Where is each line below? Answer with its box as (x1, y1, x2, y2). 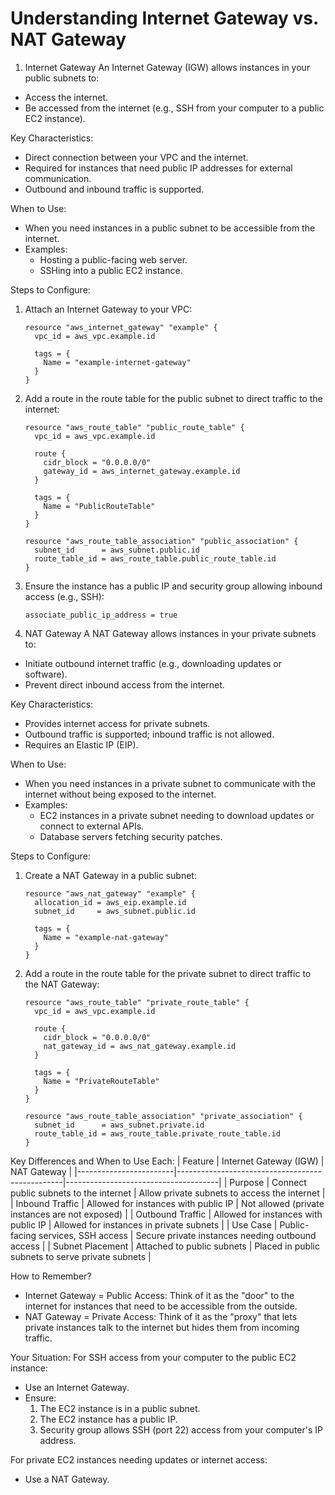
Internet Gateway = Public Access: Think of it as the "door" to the (24, 1289, 295, 1301)
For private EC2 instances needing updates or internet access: (10, 1453, 268, 1466)
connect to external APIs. (39, 820, 145, 832)
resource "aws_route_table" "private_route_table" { (24, 997, 250, 1007)
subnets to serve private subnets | (10, 1250, 152, 1262)
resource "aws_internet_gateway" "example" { (24, 322, 218, 332)
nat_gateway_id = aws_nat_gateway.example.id (43, 1041, 237, 1051)
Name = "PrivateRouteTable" (43, 1076, 160, 1086)
